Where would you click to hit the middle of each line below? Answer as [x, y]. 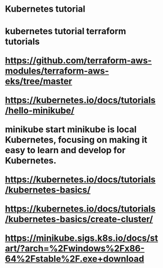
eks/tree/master [39, 81]
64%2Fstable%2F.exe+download [75, 259]
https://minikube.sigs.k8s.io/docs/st [81, 238]
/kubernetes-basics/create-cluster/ [79, 219]
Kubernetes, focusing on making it [76, 140]
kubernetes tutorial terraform [66, 31]
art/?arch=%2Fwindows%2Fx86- [75, 249]
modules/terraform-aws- [57, 71]
